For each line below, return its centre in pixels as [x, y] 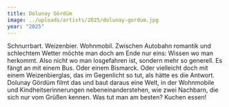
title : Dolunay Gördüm [40, 13]
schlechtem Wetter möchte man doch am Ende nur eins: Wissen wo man [110, 53]
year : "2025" [26, 26]
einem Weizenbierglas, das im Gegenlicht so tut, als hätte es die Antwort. [111, 75]
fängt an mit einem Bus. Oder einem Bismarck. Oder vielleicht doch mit [108, 68]
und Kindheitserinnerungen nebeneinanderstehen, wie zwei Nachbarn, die [113, 90]
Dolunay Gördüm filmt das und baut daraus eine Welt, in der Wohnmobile [111, 83]
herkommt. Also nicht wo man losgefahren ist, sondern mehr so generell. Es [115, 61]
